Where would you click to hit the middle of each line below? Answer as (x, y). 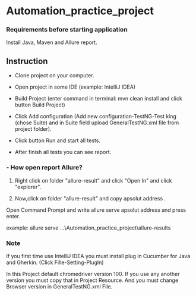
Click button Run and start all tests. (58, 140)
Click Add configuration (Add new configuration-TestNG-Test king (96, 117)
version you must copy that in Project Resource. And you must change (92, 280)
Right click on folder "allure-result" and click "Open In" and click (93, 180)
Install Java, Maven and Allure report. (52, 42)
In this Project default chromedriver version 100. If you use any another (93, 274)
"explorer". (28, 187)
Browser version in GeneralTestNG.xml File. (59, 286)
